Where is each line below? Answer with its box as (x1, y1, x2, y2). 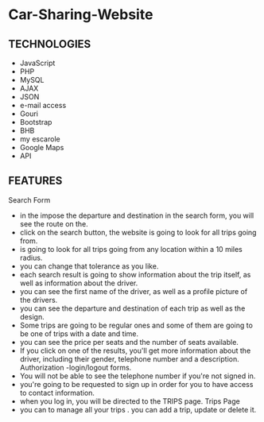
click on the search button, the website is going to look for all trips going (19, 227, 257, 237)
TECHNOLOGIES (8, 37, 91, 51)
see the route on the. (19, 219, 89, 228)
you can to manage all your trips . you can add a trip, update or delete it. (19, 405, 257, 414)
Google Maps (19, 143, 64, 152)
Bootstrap (19, 118, 52, 126)
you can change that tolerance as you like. (19, 261, 159, 271)
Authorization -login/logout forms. (19, 362, 132, 372)
